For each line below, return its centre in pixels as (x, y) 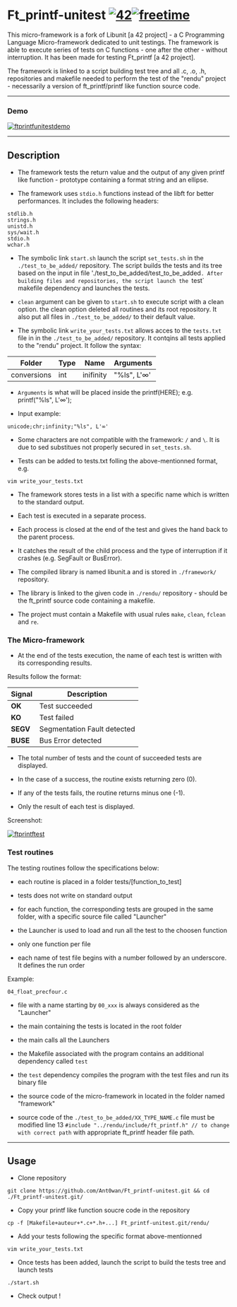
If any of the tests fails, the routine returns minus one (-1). (101, 793)
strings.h (22, 220)
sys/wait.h (23, 233)
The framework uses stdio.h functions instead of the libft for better (116, 194)
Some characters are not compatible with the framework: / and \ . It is (119, 440)
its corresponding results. (55, 663)
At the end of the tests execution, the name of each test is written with (120, 656)
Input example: (39, 414)
